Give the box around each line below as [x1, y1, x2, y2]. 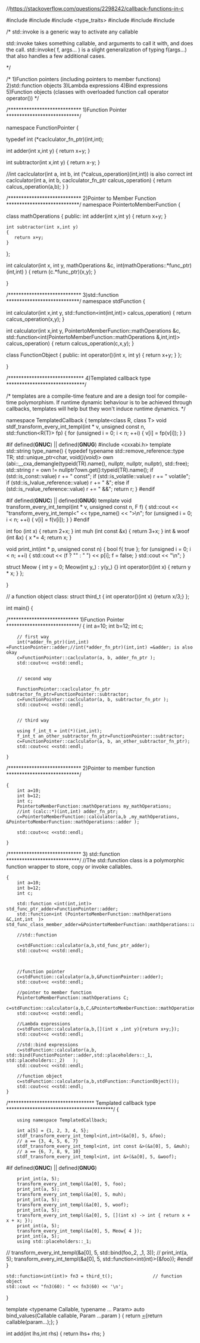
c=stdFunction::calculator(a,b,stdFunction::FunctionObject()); [17, 1078, 180, 1084]
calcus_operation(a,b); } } [6, 183, 68, 190]
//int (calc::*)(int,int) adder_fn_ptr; [17, 809, 118, 815]
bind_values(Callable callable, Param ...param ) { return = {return [6, 1312, 162, 1319]
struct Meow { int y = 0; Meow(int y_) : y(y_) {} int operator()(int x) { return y [6, 564, 191, 570]
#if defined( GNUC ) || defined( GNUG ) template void [6, 497, 132, 504]
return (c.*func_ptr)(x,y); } [32, 268, 96, 275]
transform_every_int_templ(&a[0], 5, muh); [17, 1191, 127, 1197]
